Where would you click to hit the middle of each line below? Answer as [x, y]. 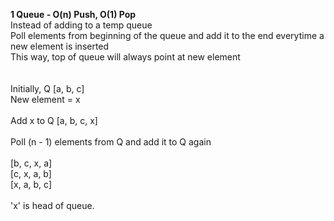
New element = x [45, 99]
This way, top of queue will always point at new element [125, 57]
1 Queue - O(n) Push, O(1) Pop [73, 14]
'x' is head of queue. [52, 205]
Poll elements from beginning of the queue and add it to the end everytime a [167, 35]
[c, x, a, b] [31, 173]
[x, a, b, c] [31, 184]
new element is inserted [60, 46]
